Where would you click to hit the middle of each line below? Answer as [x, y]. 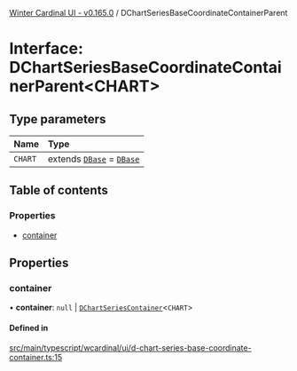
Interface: [47, 49]
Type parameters [58, 119]
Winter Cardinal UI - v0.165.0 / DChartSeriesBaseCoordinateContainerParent [148, 13]
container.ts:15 [36, 357]
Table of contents [59, 190]
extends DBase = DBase [94, 159]
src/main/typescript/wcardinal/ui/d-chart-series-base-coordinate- [130, 347]
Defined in [29, 328]
